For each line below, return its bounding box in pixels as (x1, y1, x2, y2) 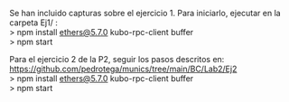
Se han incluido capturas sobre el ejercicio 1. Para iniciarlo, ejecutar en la (9, 8, 282, 18)
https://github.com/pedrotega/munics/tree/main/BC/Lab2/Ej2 (9, 63, 238, 74)
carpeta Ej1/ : (9, 17, 59, 28)
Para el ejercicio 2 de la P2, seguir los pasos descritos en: (9, 54, 225, 64)
